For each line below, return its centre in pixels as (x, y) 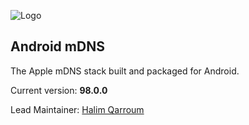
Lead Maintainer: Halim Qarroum (77, 109)
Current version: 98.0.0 (59, 90)
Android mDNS (57, 46)
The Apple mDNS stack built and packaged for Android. (125, 71)
